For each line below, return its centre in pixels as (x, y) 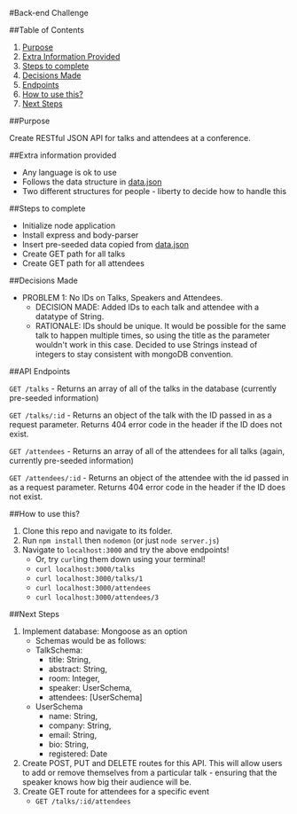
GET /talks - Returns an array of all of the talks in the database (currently (143, 388)
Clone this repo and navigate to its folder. (97, 531)
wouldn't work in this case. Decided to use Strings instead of (146, 344)
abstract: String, (78, 669)
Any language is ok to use (69, 172)
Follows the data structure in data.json (92, 182)
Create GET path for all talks (74, 254)
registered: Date (78, 754)
